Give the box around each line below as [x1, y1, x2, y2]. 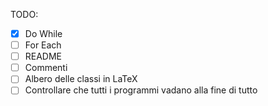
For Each [24, 39, 62, 51]
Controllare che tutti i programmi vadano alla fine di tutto [24, 84, 258, 96]
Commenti [24, 62, 68, 74]
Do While [24, 28, 63, 39]
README [24, 50, 63, 63]
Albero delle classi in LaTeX [24, 73, 138, 85]
